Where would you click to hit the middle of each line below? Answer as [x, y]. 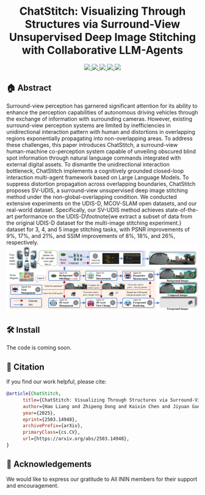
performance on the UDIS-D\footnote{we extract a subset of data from [103, 216]
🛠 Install [23, 329]
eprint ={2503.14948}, [50, 419]
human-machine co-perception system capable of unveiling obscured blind [101, 151]
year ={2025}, [39, 413]
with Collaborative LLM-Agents [103, 50]
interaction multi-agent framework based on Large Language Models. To [98, 177]
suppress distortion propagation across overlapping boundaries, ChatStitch [101, 184]
